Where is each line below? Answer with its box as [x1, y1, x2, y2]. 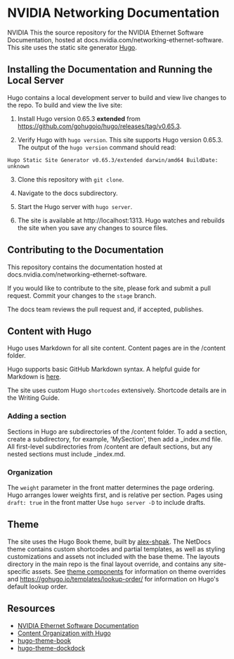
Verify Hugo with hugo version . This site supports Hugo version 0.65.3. [17, 135, 223, 144]
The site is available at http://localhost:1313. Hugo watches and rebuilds [17, 216, 225, 225]
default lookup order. [7, 582, 68, 591]
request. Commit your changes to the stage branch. [7, 291, 157, 300]
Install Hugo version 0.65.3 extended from [17, 114, 141, 123]
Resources [7, 603, 56, 615]
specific [7, 567, 31, 575]
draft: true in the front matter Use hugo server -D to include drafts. [7, 498, 206, 506]
